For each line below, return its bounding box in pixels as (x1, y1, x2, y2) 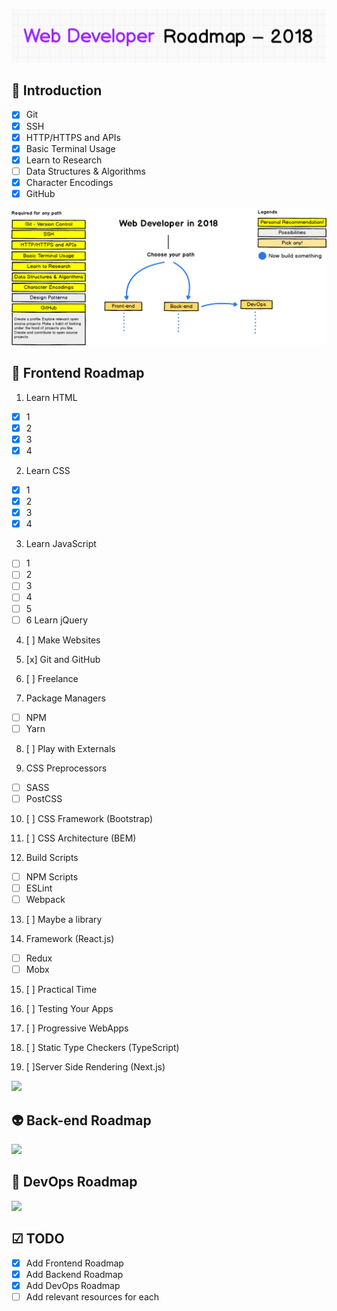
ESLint (25, 882, 53, 894)
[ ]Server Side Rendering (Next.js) (25, 1061, 166, 1073)
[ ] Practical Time (25, 984, 98, 996)
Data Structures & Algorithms (25, 165, 146, 177)
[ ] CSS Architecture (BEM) (25, 832, 137, 844)
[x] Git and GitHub (25, 653, 101, 665)
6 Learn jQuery (25, 614, 89, 626)
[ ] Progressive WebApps (25, 1022, 129, 1034)
